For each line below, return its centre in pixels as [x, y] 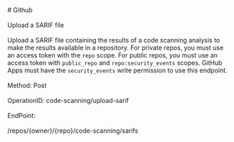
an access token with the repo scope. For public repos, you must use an [113, 55]
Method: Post [27, 85]
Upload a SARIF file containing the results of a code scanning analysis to [114, 40]
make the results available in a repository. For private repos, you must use [116, 48]
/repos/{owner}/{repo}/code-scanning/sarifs [73, 131]
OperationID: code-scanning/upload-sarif [68, 100]
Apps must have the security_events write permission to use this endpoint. [117, 70]
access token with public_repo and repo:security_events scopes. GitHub [115, 63]
